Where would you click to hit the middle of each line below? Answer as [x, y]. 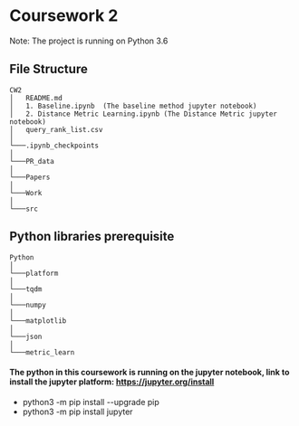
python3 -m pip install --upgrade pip [91, 402]
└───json [26, 336]
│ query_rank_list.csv [56, 129]
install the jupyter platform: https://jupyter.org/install [112, 382]
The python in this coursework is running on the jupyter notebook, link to [149, 373]
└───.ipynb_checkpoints [54, 146]
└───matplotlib [38, 321]
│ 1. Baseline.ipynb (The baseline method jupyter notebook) [133, 106]
